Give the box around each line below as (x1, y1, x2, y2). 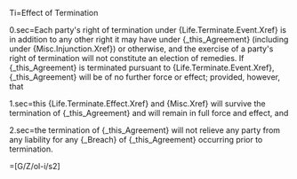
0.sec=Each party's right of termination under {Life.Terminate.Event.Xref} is (9, 25, 287, 35)
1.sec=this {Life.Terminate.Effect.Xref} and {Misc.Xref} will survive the (9, 98, 266, 109)
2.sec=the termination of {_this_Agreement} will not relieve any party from (9, 125, 281, 136)
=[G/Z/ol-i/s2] (9, 161, 60, 171)
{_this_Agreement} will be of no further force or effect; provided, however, (9, 72, 281, 82)
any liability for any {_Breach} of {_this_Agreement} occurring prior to (9, 135, 263, 144)
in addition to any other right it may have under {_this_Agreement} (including (9, 35, 289, 44)
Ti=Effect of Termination (9, 8, 99, 18)
